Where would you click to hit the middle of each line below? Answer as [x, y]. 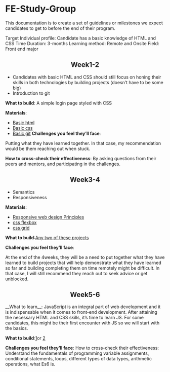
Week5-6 [85, 294]
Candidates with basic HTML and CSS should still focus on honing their [87, 77]
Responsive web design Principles [48, 217]
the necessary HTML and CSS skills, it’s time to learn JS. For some [75, 318]
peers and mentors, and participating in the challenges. [63, 164]
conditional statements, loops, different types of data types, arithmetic [78, 359]
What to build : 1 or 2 [25, 338]
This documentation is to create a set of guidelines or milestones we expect [84, 23]
